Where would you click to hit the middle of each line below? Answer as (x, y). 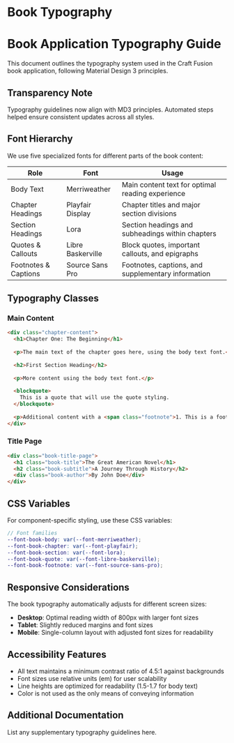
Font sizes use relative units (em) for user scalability (92, 678)
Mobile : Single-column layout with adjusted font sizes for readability (115, 633)
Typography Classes (53, 298)
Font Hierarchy (40, 139)
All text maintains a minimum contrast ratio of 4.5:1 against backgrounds (120, 671)
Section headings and (157, 225)
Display (78, 213)
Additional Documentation (65, 715)
